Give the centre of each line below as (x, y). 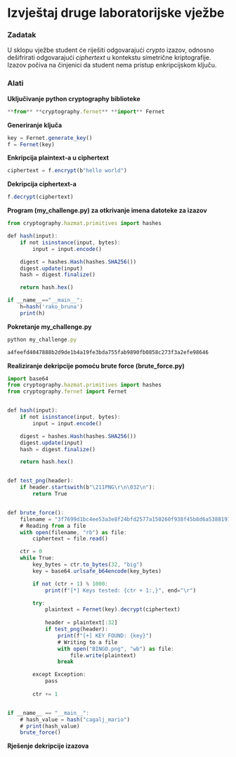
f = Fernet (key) (31, 144)
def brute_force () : (36, 512)
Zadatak (22, 35)
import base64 (28, 378)
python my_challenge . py (42, 339)
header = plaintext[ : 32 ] (81, 623)
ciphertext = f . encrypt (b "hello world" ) (67, 171)
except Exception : (59, 675)
